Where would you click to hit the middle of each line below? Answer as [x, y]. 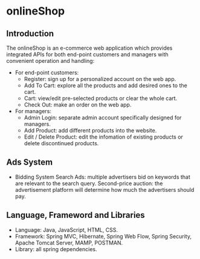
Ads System [30, 162]
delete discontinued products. [61, 143]
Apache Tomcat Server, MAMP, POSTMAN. [69, 243]
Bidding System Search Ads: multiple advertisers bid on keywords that [102, 177]
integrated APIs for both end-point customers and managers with [87, 54]
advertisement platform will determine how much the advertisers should [105, 189]
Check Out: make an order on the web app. [78, 105]
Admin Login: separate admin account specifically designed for [103, 117]
